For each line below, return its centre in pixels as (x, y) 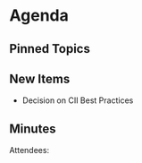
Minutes (33, 129)
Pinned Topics (50, 49)
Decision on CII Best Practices (78, 100)
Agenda (39, 16)
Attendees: (29, 150)
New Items (40, 78)
